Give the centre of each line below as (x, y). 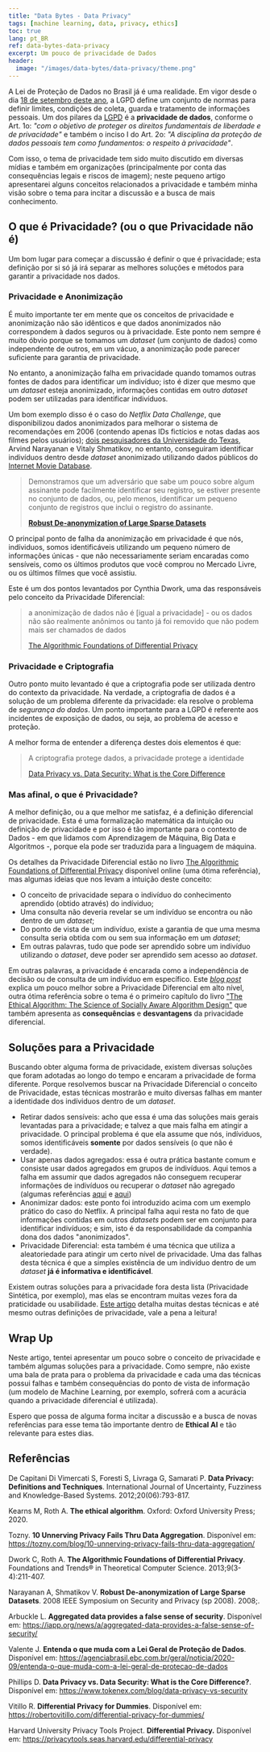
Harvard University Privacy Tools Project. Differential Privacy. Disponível (130, 1730)
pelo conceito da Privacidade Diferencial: (77, 597)
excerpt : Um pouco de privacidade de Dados (83, 53)
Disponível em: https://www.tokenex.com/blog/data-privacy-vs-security (128, 1690)
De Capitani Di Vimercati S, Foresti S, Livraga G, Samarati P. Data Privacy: (131, 1477)
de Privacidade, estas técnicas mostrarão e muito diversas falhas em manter (135, 1093)
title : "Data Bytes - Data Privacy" (70, 16)
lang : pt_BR (28, 38)
